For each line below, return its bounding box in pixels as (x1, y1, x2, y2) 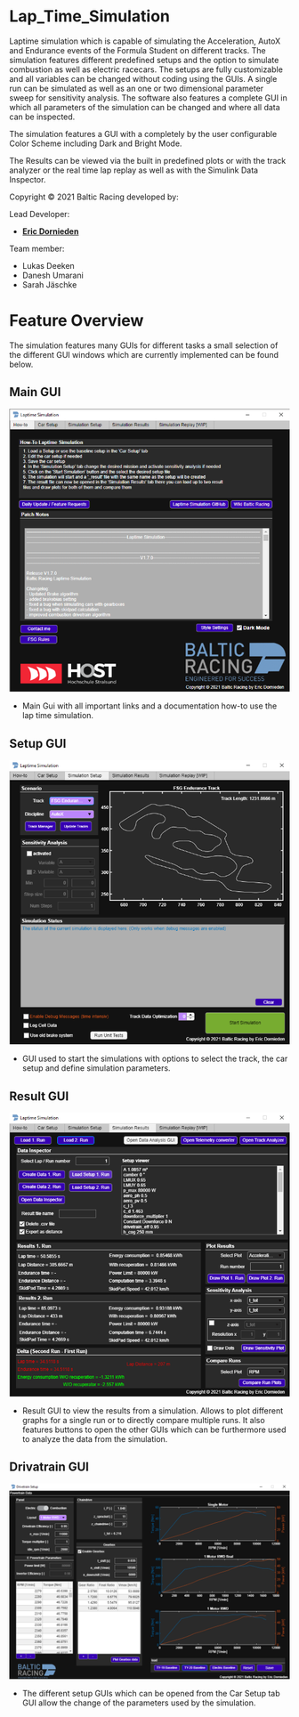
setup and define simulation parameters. (21, 1063, 171, 1073)
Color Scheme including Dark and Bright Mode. (9, 138, 182, 149)
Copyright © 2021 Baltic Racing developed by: (9, 191, 180, 202)
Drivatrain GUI (9, 1460, 89, 1474)
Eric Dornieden (21, 225, 79, 237)
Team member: (9, 243, 65, 254)
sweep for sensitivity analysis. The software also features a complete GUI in (9, 92, 287, 103)
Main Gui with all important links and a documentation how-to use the (21, 701, 278, 711)
